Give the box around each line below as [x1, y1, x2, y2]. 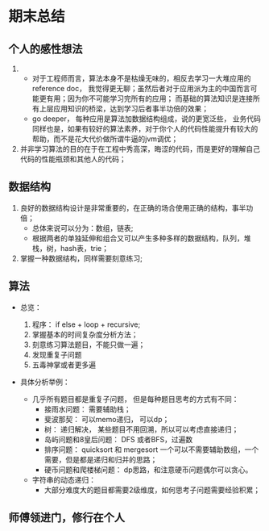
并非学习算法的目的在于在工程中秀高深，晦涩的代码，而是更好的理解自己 [19, 144, 260, 153]
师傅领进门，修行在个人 [8, 511, 125, 525]
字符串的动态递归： [31, 475, 97, 484]
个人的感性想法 [8, 42, 83, 56]
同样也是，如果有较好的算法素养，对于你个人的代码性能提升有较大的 [31, 124, 259, 133]
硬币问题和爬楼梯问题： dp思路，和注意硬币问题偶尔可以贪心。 [43, 465, 253, 475]
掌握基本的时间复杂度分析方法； [31, 329, 139, 339]
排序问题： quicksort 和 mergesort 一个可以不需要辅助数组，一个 [43, 445, 259, 454]
